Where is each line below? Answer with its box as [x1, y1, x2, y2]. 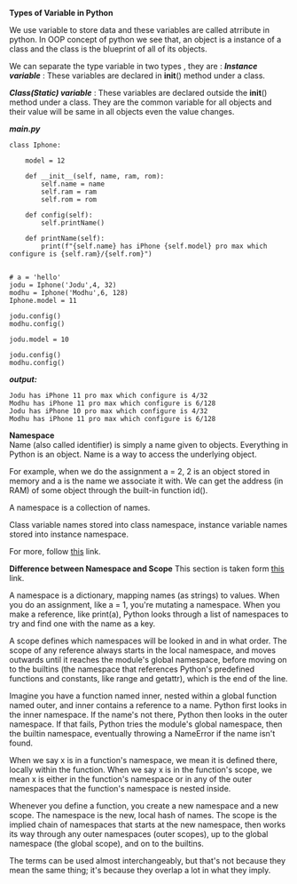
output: [9, 374, 37, 385]
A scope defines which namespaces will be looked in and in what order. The [9, 635, 287, 646]
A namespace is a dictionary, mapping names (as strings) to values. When [9, 590, 280, 601]
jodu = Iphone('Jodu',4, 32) [9, 281, 117, 290]
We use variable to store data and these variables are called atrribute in [9, 25, 270, 35]
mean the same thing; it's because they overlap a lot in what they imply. [9, 865, 271, 875]
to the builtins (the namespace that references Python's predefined [9, 664, 255, 674]
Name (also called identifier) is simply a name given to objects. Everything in [9, 440, 289, 450]
